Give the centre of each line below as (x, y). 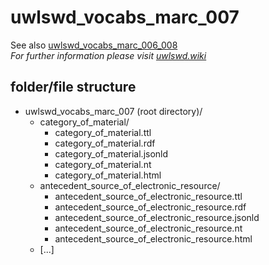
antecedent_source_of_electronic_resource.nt (148, 228)
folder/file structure (73, 87)
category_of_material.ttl (103, 132)
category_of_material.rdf (105, 143)
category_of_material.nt (103, 164)
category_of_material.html (108, 175)
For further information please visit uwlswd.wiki (108, 55)
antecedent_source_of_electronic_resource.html (153, 238)
